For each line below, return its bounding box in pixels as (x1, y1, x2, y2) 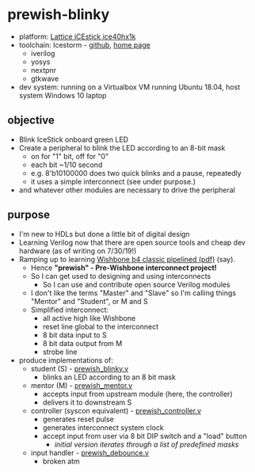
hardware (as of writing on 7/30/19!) (18, 246, 137, 255)
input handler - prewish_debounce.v (30, 447, 150, 457)
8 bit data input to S (42, 330, 108, 340)
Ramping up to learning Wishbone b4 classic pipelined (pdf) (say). (18, 254, 235, 264)
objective (7, 113, 55, 128)
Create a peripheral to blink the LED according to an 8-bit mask (18, 143, 226, 152)
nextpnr (30, 65, 57, 74)
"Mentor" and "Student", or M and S (30, 296, 148, 306)
